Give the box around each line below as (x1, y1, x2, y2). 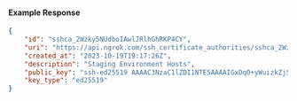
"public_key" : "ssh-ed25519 (24, 67, 128, 77)
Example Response (8, 7, 81, 18)
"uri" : (24, 43, 49, 52)
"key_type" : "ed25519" (24, 76, 108, 85)
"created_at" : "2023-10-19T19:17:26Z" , (24, 51, 172, 60)
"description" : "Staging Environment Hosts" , (24, 59, 196, 68)
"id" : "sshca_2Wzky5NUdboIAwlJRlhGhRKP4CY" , (24, 35, 191, 44)
